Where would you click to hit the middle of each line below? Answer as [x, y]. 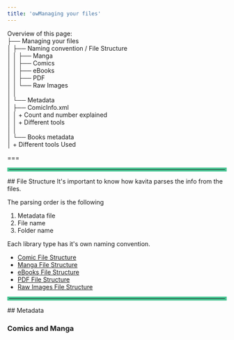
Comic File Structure [47, 257]
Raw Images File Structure [55, 286]
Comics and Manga [41, 328]
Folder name [35, 230]
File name [31, 222]
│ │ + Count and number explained [57, 115]
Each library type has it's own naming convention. [79, 243]
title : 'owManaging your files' [54, 14]
